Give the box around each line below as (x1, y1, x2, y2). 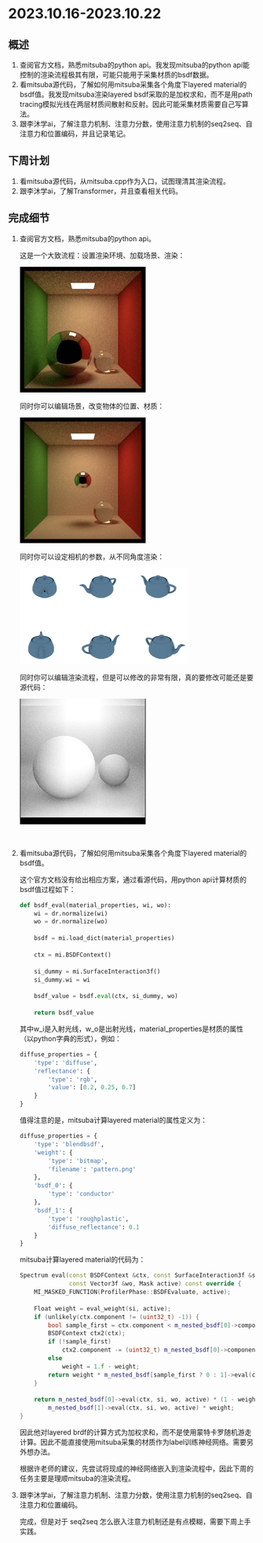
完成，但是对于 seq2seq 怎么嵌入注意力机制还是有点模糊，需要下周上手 (19, 1517, 251, 1526)
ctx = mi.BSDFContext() (34, 951, 111, 959)
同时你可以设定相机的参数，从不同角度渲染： (19, 551, 165, 561)
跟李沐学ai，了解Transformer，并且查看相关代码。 (19, 186, 183, 196)
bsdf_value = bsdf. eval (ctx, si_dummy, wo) (34, 993, 178, 1000)
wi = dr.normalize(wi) (34, 909, 108, 917)
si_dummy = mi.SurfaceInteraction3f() (34, 967, 161, 975)
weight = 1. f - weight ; (61, 1362, 140, 1370)
